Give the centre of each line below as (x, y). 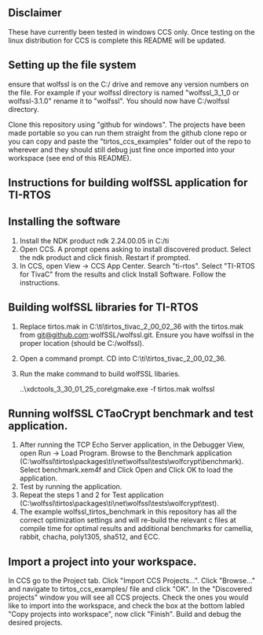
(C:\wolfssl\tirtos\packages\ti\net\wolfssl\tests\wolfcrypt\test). (119, 503)
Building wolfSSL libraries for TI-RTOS (103, 308)
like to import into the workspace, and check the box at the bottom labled (126, 606)
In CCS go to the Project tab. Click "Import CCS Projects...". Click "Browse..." (132, 581)
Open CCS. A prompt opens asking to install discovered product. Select (135, 249)
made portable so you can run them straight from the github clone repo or (128, 132)
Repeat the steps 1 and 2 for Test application (91, 495)
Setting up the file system (72, 65)
